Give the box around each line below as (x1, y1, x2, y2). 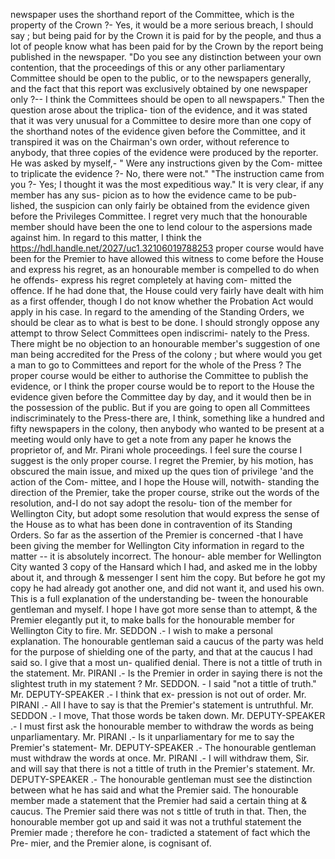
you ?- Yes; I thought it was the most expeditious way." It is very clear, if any (10, 179, 324, 190)
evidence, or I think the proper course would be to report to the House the (10, 380, 315, 392)
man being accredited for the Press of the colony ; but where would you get (10, 349, 322, 360)
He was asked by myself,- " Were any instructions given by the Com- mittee (10, 157, 323, 169)
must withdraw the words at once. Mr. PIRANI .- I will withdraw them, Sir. (10, 752, 310, 764)
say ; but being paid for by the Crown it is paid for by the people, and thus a (10, 30, 322, 41)
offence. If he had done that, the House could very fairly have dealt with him (10, 285, 325, 296)
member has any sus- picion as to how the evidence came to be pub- (10, 189, 297, 201)
